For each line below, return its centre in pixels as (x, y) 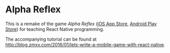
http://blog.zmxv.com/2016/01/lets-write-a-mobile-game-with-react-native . (85, 44)
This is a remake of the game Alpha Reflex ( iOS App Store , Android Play (81, 24)
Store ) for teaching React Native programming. (55, 29)
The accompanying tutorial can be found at (51, 39)
